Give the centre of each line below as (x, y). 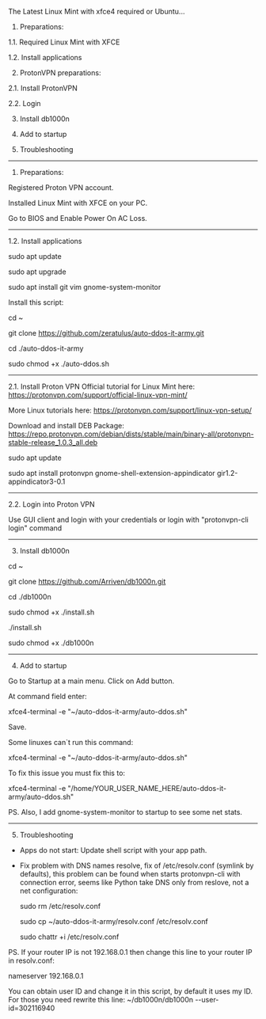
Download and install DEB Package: (66, 426)
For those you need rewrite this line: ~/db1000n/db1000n (101, 1000)
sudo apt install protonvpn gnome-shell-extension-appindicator (112, 473)
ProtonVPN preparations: (60, 73)
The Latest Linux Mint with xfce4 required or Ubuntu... (97, 11)
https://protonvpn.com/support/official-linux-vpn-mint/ (98, 395)
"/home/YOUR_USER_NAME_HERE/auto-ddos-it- (147, 788)
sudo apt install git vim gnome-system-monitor (85, 287)
